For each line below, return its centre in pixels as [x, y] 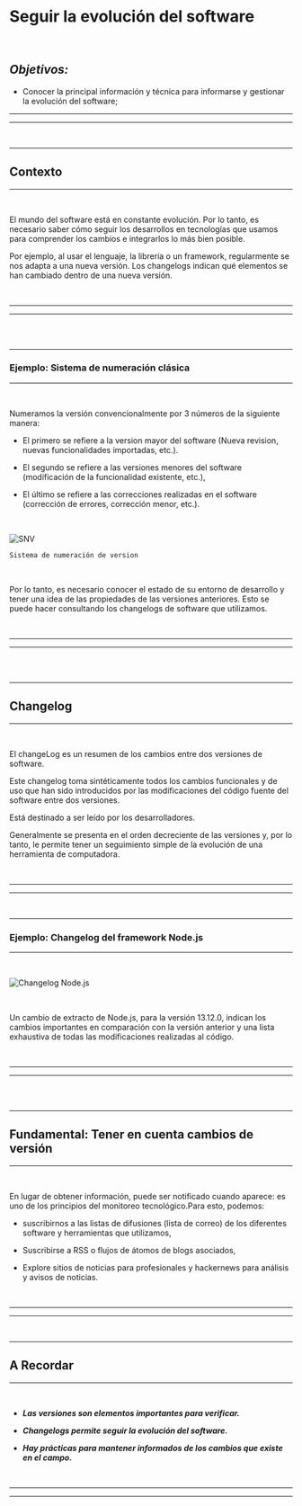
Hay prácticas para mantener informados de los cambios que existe [152, 1448]
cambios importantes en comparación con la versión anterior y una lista [142, 1027]
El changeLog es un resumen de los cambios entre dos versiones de [136, 753]
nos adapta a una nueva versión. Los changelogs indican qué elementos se [149, 265]
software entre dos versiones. [65, 800]
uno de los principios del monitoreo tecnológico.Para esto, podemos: [137, 1206]
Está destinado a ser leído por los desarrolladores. [102, 817]
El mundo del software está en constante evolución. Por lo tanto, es [134, 219]
